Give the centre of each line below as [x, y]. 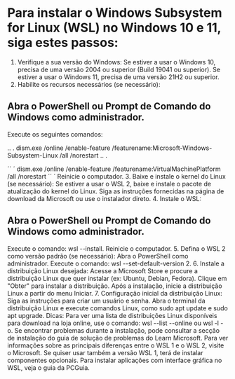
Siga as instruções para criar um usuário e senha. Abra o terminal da [106, 301]
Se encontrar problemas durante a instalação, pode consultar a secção [117, 330]
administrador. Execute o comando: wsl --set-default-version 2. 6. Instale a [116, 263]
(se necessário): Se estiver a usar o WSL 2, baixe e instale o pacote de [109, 184]
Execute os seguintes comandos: [55, 134]
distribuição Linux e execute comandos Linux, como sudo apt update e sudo [117, 308]
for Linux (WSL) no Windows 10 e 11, [114, 28]
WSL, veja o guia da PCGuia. [48, 367]
